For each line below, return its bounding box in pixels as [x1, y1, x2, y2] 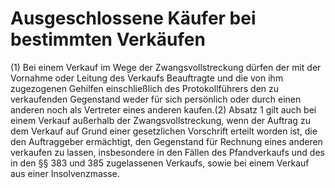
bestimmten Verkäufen [10, 28, 206, 51]
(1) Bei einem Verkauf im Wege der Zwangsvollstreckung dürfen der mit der [10, 61, 322, 73]
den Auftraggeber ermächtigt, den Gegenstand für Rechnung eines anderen [10, 135, 323, 147]
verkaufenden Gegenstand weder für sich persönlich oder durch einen [10, 93, 302, 105]
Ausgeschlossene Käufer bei [10, 7, 257, 30]
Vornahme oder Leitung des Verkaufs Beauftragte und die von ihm [10, 72, 284, 84]
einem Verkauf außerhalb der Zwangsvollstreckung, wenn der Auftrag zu [10, 114, 311, 126]
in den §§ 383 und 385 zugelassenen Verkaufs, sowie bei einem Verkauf [10, 157, 310, 169]
